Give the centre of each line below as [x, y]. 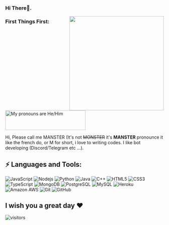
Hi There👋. [18, 8]
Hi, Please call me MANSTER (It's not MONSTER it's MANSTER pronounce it [84, 137]
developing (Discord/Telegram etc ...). [45, 148]
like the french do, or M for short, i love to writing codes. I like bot [73, 143]
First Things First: [27, 21]
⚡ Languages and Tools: [44, 164]
